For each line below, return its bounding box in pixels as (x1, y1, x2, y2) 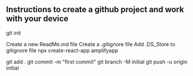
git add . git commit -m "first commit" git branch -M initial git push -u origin (6, 58, 188, 65)
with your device (6, 14, 69, 24)
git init (6, 29, 22, 36)
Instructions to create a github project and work (6, 5, 184, 15)
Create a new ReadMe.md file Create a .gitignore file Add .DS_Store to (6, 40, 175, 47)
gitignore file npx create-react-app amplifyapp (6, 47, 118, 54)
